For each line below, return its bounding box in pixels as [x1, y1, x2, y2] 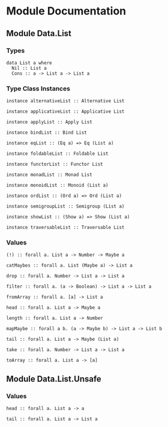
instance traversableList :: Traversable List [6, 225, 125, 231]
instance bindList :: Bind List [6, 129, 87, 136]
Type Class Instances [6, 84, 71, 93]
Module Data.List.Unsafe [6, 373, 102, 384]
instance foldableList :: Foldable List [6, 151, 109, 157]
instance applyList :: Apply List [6, 119, 93, 125]
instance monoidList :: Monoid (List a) [6, 182, 109, 189]
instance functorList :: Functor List [6, 161, 103, 167]
